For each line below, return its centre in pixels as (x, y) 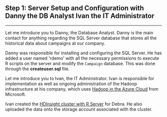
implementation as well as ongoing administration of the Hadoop (71, 84)
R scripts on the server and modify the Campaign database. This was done (80, 63)
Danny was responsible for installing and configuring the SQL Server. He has (83, 53)
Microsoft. (16, 94)
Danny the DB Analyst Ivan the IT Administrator (80, 16)
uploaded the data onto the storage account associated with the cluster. (79, 109)
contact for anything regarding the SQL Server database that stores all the (81, 38)
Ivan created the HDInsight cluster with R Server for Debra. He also (74, 104)
